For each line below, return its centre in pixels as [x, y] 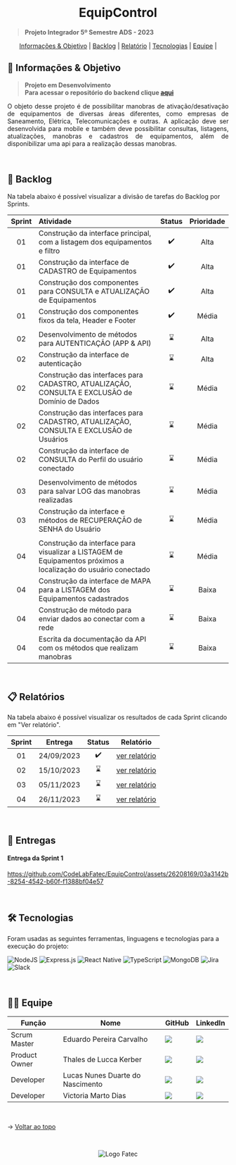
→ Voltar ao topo [32, 1126]
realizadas [55, 499]
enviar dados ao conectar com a [92, 618]
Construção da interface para [87, 543]
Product [24, 1055]
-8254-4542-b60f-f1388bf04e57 [55, 881]
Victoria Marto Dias [94, 1095]
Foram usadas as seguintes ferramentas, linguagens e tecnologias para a [113, 938]
